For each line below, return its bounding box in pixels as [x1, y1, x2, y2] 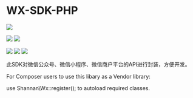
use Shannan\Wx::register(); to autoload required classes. [6, 84, 151, 91]
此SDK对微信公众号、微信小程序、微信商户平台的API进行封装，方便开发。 [6, 60, 191, 68]
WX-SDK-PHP [6, 4, 78, 18]
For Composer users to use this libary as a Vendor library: [6, 73, 151, 80]
